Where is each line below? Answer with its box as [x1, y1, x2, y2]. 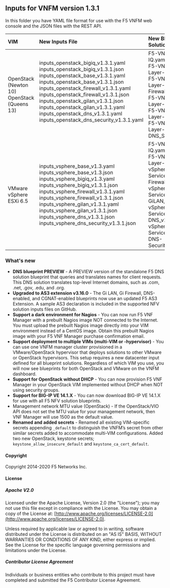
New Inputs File [39, 38, 77, 45]
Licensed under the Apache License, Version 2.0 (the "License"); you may [5, 499, 160, 506]
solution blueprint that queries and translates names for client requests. [12, 274, 162, 280]
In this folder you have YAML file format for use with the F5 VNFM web [5, 17, 153, 23]
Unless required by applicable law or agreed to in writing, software [5, 526, 144, 532]
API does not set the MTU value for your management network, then [12, 409, 155, 415]
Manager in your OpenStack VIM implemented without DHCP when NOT [12, 382, 163, 388]
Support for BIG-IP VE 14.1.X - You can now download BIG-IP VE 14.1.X [12, 392, 161, 398]
